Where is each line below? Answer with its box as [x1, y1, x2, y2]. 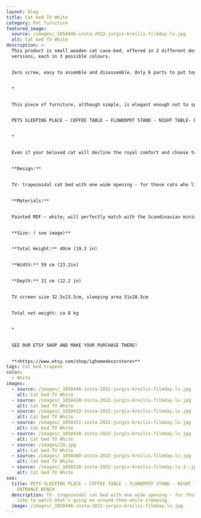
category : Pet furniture [6, 20, 68, 26]
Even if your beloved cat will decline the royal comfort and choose [11, 150, 188, 156]
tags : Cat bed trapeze [6, 363, 63, 370]
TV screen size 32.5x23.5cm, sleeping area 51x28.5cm [11, 294, 148, 300]
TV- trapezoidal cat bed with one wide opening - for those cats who [11, 181, 188, 187]
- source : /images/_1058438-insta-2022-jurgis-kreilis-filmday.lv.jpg [11, 431, 191, 437]
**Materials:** [11, 198, 50, 204]
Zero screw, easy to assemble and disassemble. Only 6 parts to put [11, 69, 186, 75]
